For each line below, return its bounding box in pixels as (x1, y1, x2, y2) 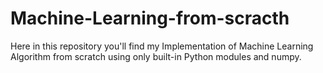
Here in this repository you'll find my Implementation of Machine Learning (10, 40, 314, 52)
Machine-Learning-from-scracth (10, 7, 290, 30)
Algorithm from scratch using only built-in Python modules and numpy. (10, 50, 302, 62)
